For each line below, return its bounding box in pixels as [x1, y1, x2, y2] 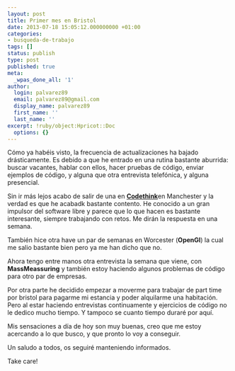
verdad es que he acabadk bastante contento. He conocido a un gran [7, 200, 210, 208]
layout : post [7, 10, 46, 18]
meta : [7, 69, 23, 76]
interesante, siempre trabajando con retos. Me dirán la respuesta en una [7, 215, 218, 223]
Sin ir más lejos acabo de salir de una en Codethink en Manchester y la [7, 192, 214, 200]
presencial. [7, 178, 40, 187]
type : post [7, 57, 40, 64]
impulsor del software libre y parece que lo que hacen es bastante [7, 207, 200, 216]
